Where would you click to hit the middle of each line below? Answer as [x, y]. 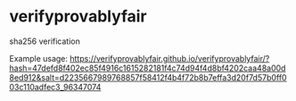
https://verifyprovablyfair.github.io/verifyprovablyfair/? [170, 58]
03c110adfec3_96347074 [55, 87]
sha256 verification [45, 41]
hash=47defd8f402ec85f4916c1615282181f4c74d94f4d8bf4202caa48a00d [148, 68]
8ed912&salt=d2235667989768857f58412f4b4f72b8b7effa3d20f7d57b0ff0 [148, 77]
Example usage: [39, 58]
